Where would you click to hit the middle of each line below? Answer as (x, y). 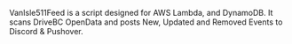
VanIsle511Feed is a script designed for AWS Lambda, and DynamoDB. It (141, 13)
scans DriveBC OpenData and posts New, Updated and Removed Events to (146, 22)
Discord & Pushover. (46, 31)
